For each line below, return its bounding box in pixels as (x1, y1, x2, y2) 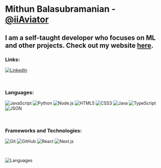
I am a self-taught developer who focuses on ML (5, 34, 156, 42)
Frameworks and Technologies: (5, 127, 82, 134)
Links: (5, 56, 20, 63)
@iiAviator (5, 14, 49, 25)
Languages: (5, 89, 34, 96)
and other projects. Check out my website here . (5, 41, 154, 50)
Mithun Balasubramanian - (5, 3, 116, 15)
